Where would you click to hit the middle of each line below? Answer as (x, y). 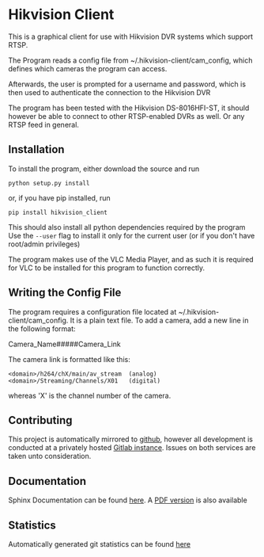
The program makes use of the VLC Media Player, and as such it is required (131, 259)
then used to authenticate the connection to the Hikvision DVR (109, 92)
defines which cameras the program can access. (88, 68)
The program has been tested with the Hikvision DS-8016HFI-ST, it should (129, 108)
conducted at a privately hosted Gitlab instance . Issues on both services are (132, 448)
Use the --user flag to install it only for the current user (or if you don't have (132, 235)
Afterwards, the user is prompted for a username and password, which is (127, 84)
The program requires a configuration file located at (92, 311)
